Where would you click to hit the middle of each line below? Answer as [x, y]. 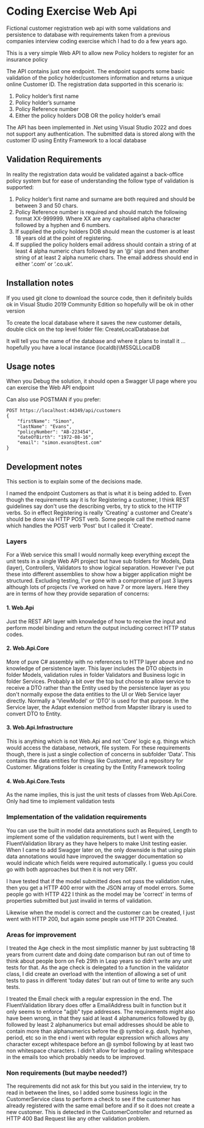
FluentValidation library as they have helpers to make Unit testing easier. [97, 843]
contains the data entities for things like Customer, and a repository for [95, 761]
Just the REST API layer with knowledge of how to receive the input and [97, 621]
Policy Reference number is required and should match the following [101, 212]
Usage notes [31, 367]
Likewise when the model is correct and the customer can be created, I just [101, 912]
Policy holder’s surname [45, 103]
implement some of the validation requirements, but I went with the [90, 837]
